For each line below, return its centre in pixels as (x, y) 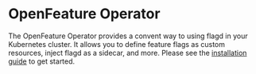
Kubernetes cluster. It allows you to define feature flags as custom (116, 44)
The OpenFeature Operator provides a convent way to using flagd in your (128, 36)
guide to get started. (42, 61)
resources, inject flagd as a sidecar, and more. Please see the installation (128, 53)
